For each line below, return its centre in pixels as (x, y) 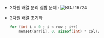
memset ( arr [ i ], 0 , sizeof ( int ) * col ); (59, 31)
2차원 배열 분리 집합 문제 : (34, 7)
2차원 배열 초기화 (26, 18)
